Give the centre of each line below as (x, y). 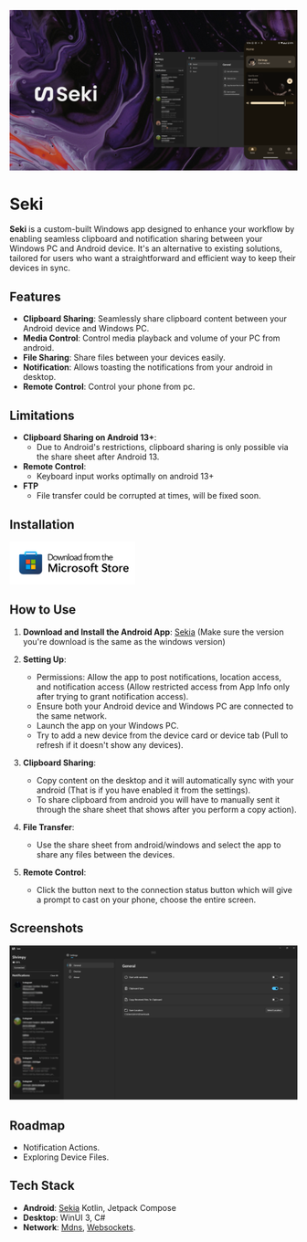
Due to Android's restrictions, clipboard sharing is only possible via (163, 447)
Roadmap (37, 1126)
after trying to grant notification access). (112, 696)
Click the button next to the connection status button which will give (164, 889)
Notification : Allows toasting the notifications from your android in (148, 367)
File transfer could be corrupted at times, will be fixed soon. (149, 496)
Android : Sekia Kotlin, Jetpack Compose (99, 1207)
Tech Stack (42, 1186)
